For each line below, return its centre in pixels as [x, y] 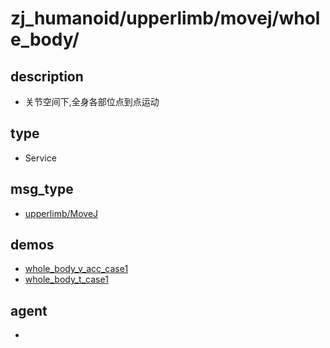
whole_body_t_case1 [66, 279]
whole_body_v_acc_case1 [76, 269]
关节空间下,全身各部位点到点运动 [92, 101]
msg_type [42, 189]
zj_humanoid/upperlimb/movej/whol [165, 18]
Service [40, 158]
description [47, 76]
